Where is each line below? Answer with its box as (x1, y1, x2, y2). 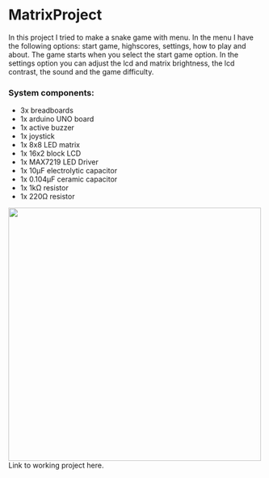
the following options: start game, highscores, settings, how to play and (8, 41, 246, 50)
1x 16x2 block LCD (19, 148, 82, 159)
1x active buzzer (19, 123, 75, 133)
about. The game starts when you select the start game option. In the (8, 49, 239, 59)
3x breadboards (19, 105, 74, 115)
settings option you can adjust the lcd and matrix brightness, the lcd (8, 58, 235, 68)
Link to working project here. (8, 460, 104, 471)
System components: (8, 87, 95, 98)
